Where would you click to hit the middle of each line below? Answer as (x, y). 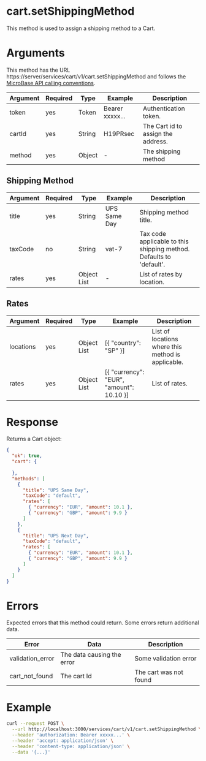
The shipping (162, 151)
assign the (158, 134)
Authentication (164, 108)
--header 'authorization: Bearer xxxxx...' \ (71, 735)
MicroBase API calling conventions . (51, 83)
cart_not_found (31, 676)
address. (156, 141)
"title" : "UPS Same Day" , (55, 490)
